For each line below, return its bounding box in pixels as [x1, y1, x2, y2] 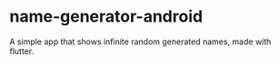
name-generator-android [9, 6, 203, 27]
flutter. [9, 45, 35, 56]
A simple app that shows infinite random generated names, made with [9, 36, 272, 47]
